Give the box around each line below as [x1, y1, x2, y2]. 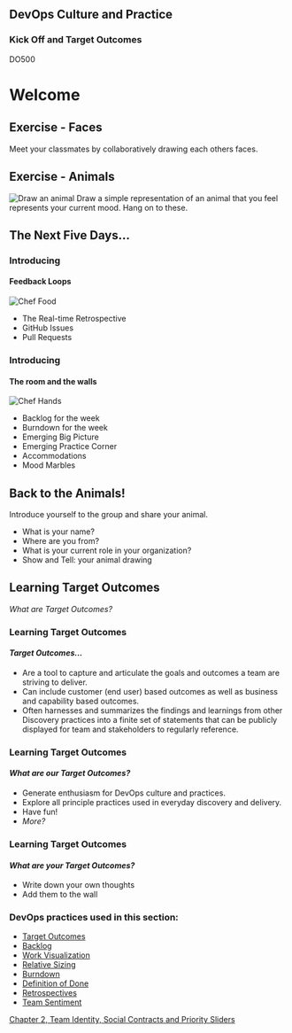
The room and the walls [9, 376, 97, 386]
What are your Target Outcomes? [9, 859, 135, 871]
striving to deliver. [21, 677, 88, 687]
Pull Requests [21, 332, 73, 343]
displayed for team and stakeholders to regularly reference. [21, 724, 239, 734]
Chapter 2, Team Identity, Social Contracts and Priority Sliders [9, 1014, 236, 1025]
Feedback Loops [9, 276, 72, 287]
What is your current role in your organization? [21, 545, 192, 555]
